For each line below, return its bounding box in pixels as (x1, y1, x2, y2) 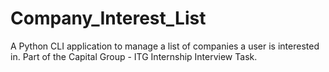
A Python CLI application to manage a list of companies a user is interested (10, 40, 320, 52)
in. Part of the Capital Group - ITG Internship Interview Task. (10, 50, 258, 62)
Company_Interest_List (10, 7, 207, 30)
